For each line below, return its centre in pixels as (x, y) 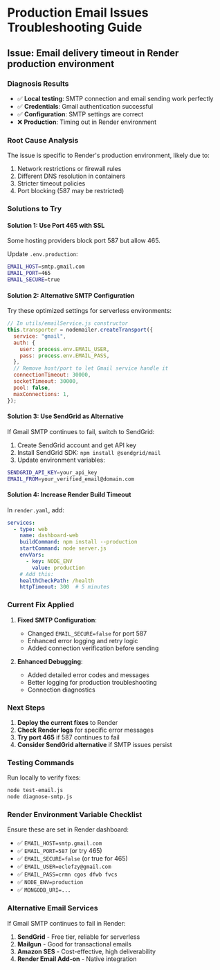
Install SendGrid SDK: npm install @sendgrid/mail (89, 452)
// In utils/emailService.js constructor (68, 323)
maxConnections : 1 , (42, 394)
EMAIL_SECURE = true (34, 280)
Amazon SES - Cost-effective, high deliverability (86, 951)
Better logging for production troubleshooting (92, 682)
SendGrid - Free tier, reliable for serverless (79, 937)
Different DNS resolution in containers (71, 176)
